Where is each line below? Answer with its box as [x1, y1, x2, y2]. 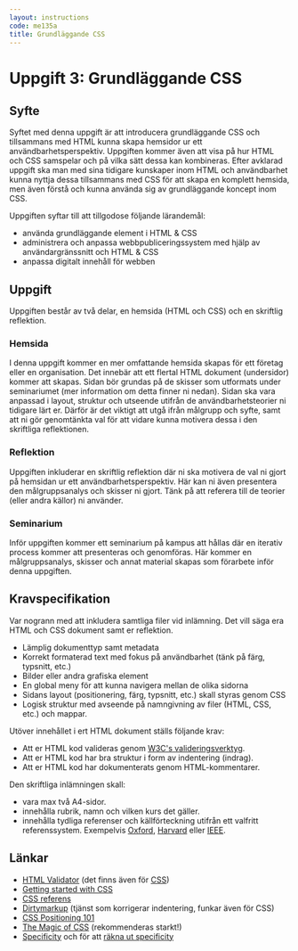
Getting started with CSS [21, 883, 114, 894]
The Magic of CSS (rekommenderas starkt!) [21, 922, 182, 932]
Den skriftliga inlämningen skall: [9, 779, 126, 790]
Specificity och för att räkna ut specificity [21, 931, 174, 941]
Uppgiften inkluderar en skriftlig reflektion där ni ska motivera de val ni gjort [9, 466, 286, 477]
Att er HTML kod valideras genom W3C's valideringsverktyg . [21, 742, 246, 753]
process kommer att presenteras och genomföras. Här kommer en [9, 547, 252, 558]
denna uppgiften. [9, 566, 73, 577]
